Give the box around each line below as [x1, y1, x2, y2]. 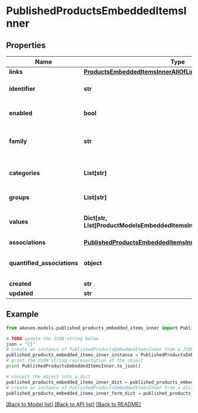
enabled [9, 109, 32, 117]
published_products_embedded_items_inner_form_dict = [6, 390, 141, 396]
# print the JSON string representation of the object [6, 357, 144, 364]
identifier [9, 84, 35, 93]
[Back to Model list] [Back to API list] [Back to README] [6, 401, 141, 408]
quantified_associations [9, 259, 78, 267]
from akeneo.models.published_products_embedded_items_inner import [6, 325, 178, 331]
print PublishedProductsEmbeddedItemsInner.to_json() [6, 363, 141, 369]
